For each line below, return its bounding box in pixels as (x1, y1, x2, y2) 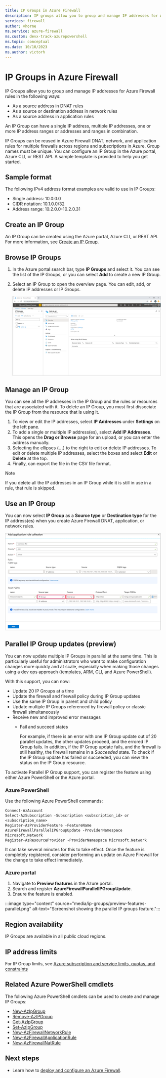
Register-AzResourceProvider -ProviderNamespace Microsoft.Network (5, 838, 147, 843)
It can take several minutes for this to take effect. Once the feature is (5, 847, 145, 853)
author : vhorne (5, 24, 37, 29)
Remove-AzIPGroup (12, 1013, 53, 1019)
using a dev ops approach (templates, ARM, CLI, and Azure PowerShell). (5, 669, 153, 675)
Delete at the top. (12, 455, 48, 462)
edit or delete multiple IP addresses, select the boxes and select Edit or (12, 450, 158, 456)
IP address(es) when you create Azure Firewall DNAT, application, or (5, 518, 145, 524)
